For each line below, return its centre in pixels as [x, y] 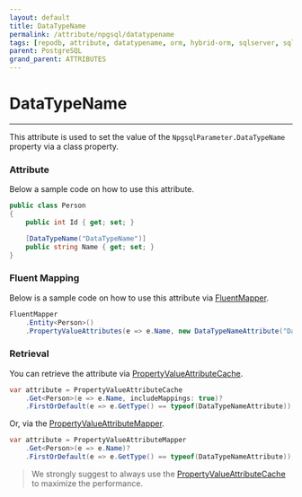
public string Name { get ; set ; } [90, 247]
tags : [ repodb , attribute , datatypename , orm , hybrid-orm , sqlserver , [144, 43]
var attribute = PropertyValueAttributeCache [96, 390]
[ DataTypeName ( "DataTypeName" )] [86, 239]
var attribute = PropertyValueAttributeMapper [98, 440]
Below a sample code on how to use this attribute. [102, 189]
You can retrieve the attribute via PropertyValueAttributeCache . [126, 373]
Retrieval [29, 353]
